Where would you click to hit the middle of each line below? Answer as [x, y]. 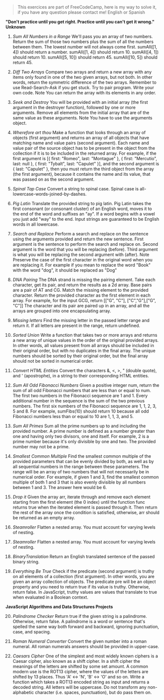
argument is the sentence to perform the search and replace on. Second [85, 244]
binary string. [26, 562]
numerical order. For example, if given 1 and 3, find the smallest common [86, 477]
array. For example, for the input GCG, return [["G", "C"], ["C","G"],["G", [84, 300]
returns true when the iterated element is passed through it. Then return [85, 507]
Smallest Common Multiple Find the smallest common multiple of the [82, 456]
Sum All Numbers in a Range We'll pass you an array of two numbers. [83, 36]
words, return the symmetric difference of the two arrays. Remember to [84, 82]
